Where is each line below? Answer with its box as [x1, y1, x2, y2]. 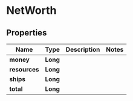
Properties [6, 28, 47, 38]
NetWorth [6, 4, 57, 17]
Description [65, 46, 100, 54]
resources [9, 66, 39, 73]
